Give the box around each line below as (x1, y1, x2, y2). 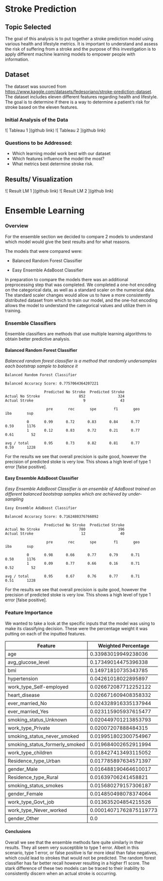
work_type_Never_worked (8, 806, 67, 813)
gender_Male (8, 766, 38, 772)
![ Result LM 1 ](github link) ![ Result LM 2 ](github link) (5, 188, 114, 194)
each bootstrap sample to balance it (5, 363, 78, 369)
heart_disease (8, 691, 40, 698)
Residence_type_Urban (8, 757, 61, 764)
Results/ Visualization (5, 175, 73, 183)
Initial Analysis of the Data (5, 116, 68, 123)
